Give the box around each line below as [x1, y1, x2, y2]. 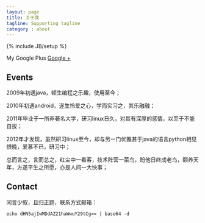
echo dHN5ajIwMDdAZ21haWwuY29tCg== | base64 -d [6, 211, 130, 217]
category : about [6, 26, 51, 32]
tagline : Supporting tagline [6, 20, 81, 26]
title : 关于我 [6, 15, 40, 21]
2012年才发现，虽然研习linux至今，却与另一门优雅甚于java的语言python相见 [6, 135, 197, 143]
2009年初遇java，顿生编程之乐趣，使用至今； [6, 89, 121, 96]
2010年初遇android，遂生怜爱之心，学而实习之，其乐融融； [6, 102, 156, 110]
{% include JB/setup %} [6, 43, 67, 50]
